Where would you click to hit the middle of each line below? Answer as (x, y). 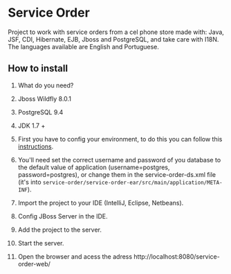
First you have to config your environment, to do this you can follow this (120, 139)
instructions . (36, 146)
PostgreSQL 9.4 (40, 112)
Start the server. (41, 243)
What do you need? (46, 85)
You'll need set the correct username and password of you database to (119, 160)
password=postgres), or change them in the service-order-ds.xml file (117, 174)
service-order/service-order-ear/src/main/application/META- (133, 182)
